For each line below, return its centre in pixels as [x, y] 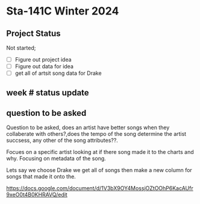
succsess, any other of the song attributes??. [62, 141]
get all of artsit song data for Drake [58, 73]
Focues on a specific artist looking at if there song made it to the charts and [100, 152]
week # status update [48, 93]
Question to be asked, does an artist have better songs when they [88, 127]
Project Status [34, 33]
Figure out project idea [43, 59]
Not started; [21, 48]
